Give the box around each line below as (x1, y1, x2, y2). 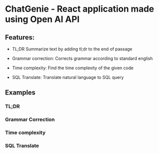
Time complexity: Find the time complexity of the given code (12, 65, 134, 71)
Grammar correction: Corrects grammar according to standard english (12, 56, 153, 61)
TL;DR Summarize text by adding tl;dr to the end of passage (12, 46, 133, 52)
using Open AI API (5, 14, 80, 25)
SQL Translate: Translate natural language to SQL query (12, 75, 124, 80)
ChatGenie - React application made (5, 3, 154, 15)
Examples (5, 89, 35, 97)
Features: (5, 33, 35, 41)
